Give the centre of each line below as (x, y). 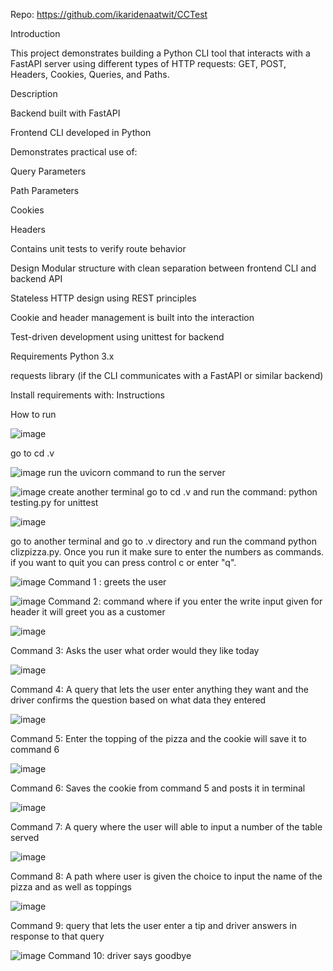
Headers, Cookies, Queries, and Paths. (90, 74)
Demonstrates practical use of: (74, 152)
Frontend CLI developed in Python (81, 132)
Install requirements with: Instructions (88, 395)
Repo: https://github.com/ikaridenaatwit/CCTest (109, 14)
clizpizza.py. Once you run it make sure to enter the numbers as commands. (167, 552)
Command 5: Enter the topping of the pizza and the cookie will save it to (159, 738)
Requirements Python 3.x (62, 356)
